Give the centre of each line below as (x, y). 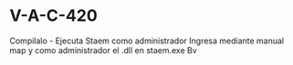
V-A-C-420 (53, 16)
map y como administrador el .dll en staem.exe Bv (104, 50)
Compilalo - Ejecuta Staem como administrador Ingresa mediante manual (147, 41)
